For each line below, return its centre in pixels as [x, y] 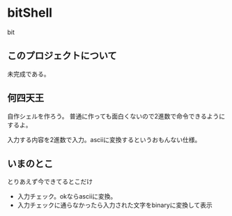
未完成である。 [29, 74]
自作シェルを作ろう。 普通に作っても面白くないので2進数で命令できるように [116, 116]
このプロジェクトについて [62, 56]
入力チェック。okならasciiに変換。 [67, 196]
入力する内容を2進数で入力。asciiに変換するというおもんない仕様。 [104, 139]
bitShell [30, 13]
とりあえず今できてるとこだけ [50, 182]
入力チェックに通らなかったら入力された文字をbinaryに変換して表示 [115, 205]
